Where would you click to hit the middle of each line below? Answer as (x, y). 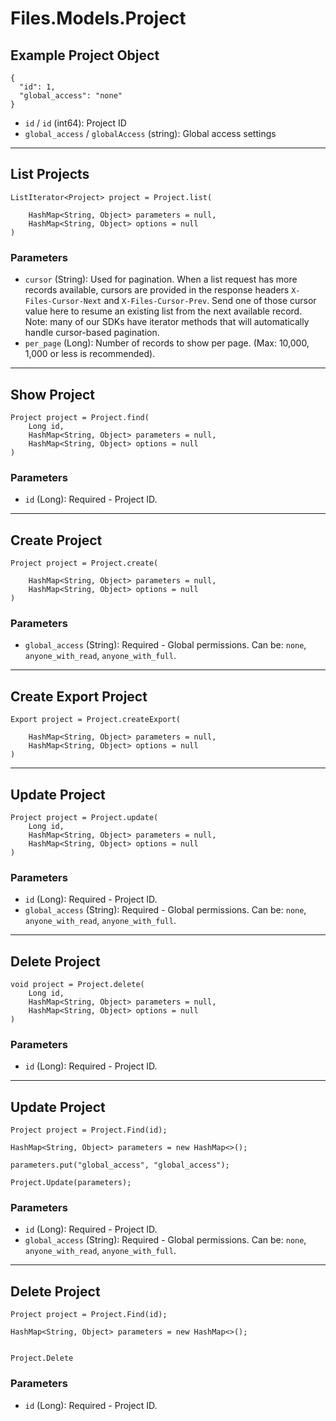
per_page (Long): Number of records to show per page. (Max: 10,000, (167, 343)
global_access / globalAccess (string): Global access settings (150, 133)
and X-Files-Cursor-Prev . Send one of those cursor (210, 301)
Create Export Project (79, 696)
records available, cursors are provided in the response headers (157, 290)
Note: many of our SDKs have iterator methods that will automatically (167, 322)
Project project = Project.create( (84, 563)
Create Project (56, 540)
